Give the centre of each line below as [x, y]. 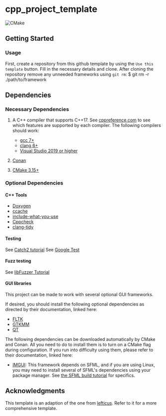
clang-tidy [23, 227]
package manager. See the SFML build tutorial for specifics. [74, 375]
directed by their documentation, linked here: [51, 310]
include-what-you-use [35, 216]
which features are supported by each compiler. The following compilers [87, 125]
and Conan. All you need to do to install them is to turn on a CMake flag [78, 345]
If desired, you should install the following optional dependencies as [75, 304]
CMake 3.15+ [26, 170]
